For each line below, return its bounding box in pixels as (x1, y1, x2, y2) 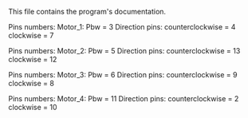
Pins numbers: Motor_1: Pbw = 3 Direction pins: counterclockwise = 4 (8, 22, 236, 31)
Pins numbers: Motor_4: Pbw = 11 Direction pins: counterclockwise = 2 (8, 94, 239, 103)
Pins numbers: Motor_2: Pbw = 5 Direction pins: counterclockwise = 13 (8, 46, 241, 55)
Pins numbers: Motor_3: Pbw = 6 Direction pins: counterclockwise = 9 (8, 70, 238, 79)
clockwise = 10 (8, 103, 57, 112)
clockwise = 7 (8, 31, 54, 40)
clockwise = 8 (8, 79, 54, 88)
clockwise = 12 (8, 55, 57, 64)
